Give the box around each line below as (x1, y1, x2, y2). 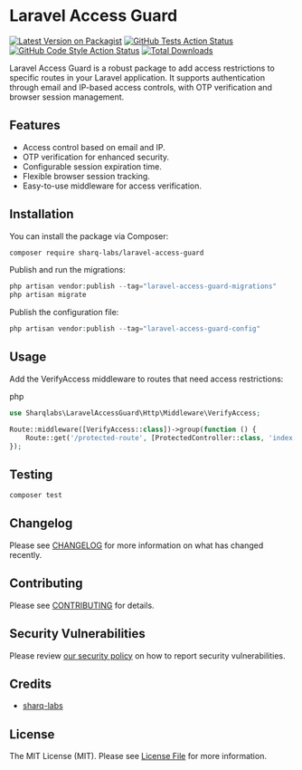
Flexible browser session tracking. (22, 170, 151, 181)
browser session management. (9, 91, 125, 102)
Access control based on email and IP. (22, 141, 165, 152)
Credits (9, 676, 52, 691)
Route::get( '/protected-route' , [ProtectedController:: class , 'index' (25, 433, 297, 442)
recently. (9, 549, 42, 560)
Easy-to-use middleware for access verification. (22, 180, 202, 191)
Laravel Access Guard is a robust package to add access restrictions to (9, 63, 276, 73)
